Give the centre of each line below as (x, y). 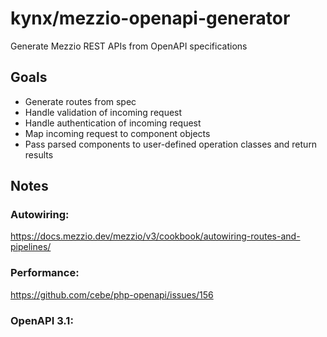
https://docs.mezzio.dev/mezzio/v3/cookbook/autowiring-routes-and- (155, 236)
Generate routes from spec (80, 101)
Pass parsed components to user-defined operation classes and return (171, 144)
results (39, 154)
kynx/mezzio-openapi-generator (150, 18)
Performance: (45, 273)
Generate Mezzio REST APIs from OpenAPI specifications (129, 46)
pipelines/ (31, 247)
